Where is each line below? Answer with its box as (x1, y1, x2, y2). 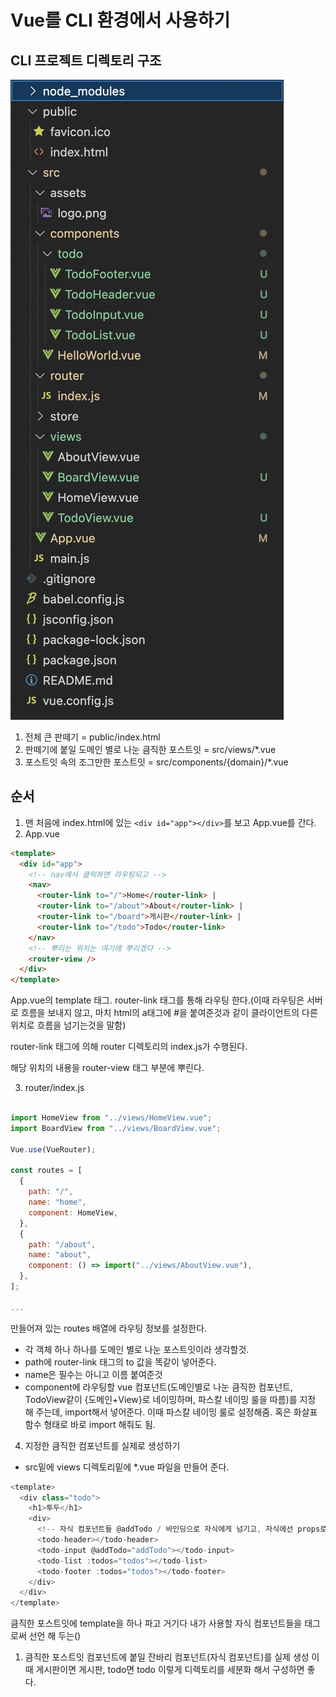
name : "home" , (28, 1197, 87, 1208)
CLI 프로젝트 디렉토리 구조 (10, 52, 162, 69)
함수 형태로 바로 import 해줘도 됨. (24, 1418, 156, 1430)
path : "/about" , (28, 1239, 97, 1250)
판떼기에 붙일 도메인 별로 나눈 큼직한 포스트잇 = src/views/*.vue (24, 744, 277, 755)
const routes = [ (10, 1166, 83, 1176)
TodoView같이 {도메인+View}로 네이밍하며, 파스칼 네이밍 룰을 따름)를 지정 (24, 1393, 317, 1405)
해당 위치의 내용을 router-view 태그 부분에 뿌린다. (10, 1062, 205, 1074)
